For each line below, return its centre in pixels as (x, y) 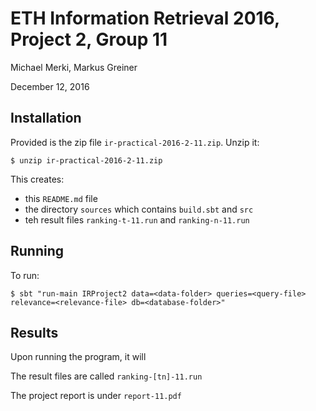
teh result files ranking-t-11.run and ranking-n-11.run (137, 219)
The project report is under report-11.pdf (96, 396)
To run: (25, 275)
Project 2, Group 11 (89, 39)
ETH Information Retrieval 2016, (145, 18)
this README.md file (61, 198)
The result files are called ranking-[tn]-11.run (106, 376)
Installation (46, 118)
